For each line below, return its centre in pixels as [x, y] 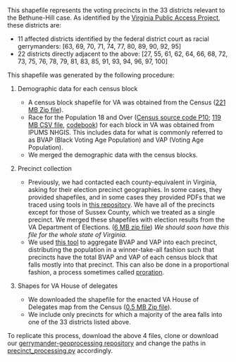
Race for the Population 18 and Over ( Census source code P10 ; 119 [125, 117]
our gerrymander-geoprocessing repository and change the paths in [107, 343]
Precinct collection [45, 168]
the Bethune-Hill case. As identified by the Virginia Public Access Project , [114, 18]
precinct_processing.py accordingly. [60, 351]
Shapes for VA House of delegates [68, 286]
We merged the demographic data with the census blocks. [113, 155]
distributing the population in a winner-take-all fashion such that [121, 249]
